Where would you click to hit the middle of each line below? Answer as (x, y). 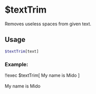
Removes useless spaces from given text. (48, 24)
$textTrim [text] (22, 51)
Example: (16, 64)
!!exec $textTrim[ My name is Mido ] (42, 75)
